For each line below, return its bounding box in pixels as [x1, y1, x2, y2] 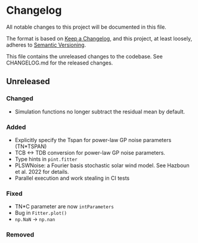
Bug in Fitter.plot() [14, 210, 67, 217]
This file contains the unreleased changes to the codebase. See [6, 53, 163, 60]
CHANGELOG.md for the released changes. [6, 59, 113, 66]
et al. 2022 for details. [14, 168, 69, 175]
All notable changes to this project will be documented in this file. [6, 23, 167, 30]
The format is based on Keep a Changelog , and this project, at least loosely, [6, 35, 193, 42]
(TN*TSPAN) [14, 143, 47, 150]
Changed [6, 94, 34, 103]
